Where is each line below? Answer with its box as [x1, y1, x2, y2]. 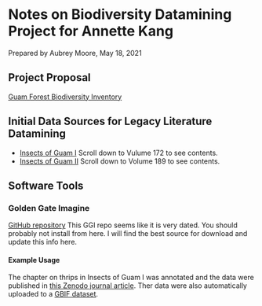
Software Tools [8, 179, 84, 192]
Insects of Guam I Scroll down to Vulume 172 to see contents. [19, 148, 218, 157]
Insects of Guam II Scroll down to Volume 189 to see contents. [19, 156, 220, 166]
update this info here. [8, 238, 77, 247]
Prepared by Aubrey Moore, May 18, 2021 [8, 48, 143, 57]
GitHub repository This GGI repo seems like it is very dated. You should [8, 220, 238, 230]
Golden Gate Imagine [8, 202, 90, 213]
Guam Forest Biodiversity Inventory [8, 92, 122, 101]
